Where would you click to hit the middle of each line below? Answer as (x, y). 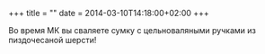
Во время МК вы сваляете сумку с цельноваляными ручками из (132, 30)
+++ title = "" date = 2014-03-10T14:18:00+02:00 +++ (109, 13)
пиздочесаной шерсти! (53, 40)
